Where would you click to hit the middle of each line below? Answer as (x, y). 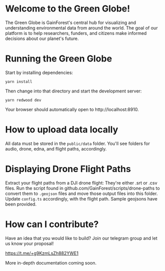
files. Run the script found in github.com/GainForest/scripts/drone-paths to (82, 188)
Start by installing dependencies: (39, 72)
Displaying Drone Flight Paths (68, 169)
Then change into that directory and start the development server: (73, 91)
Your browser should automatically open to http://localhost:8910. (72, 109)
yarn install (19, 81)
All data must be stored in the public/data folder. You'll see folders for (78, 143)
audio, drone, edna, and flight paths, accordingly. (56, 148)
